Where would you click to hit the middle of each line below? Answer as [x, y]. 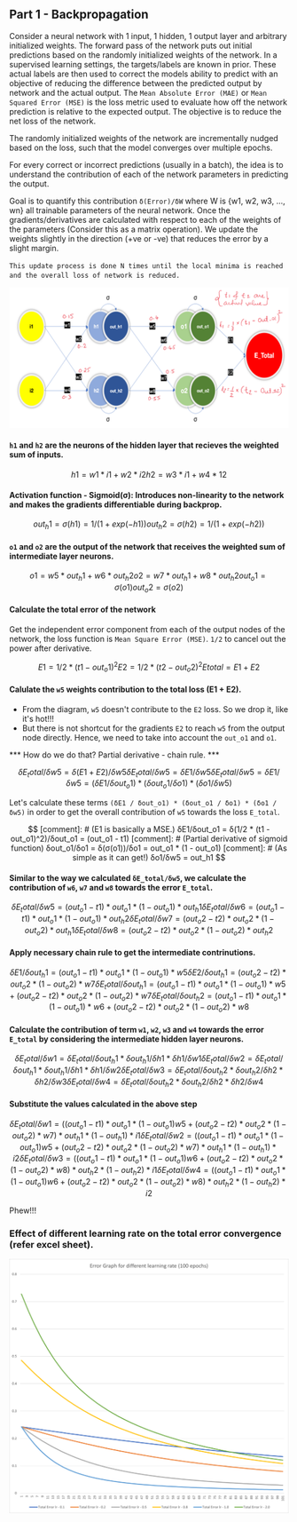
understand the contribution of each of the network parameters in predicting [149, 174]
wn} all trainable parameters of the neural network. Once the [120, 210]
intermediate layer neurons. [62, 556]
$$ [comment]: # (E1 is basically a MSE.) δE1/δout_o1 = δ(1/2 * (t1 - [149, 829]
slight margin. [34, 248]
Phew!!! [23, 1210]
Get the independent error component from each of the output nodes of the [147, 629]
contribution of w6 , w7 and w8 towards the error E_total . [111, 887]
